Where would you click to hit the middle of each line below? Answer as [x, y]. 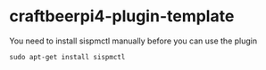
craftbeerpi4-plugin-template [122, 16]
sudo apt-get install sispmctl [67, 57]
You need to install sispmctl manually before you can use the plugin [133, 41]
